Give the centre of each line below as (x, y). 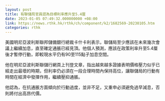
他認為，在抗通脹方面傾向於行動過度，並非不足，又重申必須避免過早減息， (80, 87)
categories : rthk (23, 28)
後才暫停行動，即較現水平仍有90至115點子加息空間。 (58, 55)
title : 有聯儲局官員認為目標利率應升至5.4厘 (45, 14)
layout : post (18, 10)
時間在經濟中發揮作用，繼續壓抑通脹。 (44, 77)
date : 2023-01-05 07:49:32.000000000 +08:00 (51, 19)
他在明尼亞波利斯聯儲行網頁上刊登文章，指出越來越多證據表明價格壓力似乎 (80, 65)
